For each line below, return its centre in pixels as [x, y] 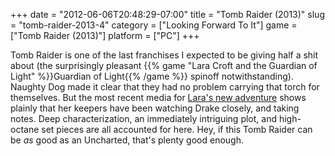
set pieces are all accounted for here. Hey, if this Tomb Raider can [177, 129]
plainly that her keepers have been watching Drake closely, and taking [155, 108]
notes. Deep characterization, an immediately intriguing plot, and [143, 118]
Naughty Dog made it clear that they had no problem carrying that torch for [165, 87]
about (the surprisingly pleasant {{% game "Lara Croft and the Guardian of [164, 65]
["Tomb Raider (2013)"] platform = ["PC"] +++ [105, 35]
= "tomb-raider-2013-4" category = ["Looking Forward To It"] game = [154, 25]
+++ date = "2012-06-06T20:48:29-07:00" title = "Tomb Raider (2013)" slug [167, 14]
